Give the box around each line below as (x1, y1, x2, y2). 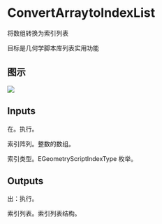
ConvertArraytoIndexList (7, 5, 156, 21)
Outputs (7, 175, 44, 187)
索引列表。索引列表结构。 (7, 209, 81, 218)
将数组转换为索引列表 (7, 29, 68, 37)
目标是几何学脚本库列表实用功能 (7, 43, 99, 52)
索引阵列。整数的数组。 (7, 139, 75, 148)
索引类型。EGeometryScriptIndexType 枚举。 (7, 154, 138, 162)
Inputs (7, 105, 36, 117)
